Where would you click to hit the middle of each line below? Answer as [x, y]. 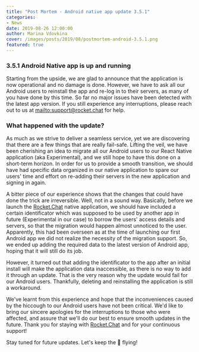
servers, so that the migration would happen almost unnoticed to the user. [97, 226]
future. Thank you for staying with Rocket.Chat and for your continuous [93, 325]
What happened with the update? [55, 125]
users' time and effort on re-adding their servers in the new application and [98, 177]
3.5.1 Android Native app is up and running [69, 65]
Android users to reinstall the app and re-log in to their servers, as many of [97, 91]
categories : [21, 17]
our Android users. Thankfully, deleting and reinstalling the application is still [99, 282]
